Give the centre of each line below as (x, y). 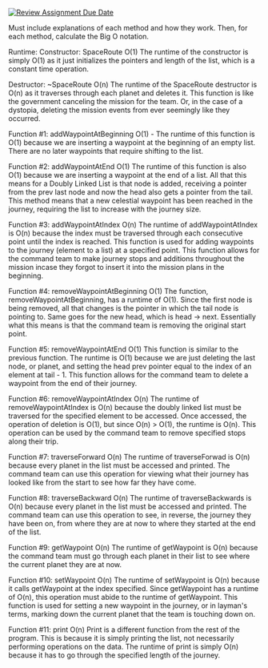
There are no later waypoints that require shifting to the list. (106, 151)
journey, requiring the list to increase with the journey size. (105, 209)
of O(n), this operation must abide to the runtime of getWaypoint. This (123, 597)
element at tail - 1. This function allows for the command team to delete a (128, 375)
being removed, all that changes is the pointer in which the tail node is (124, 308)
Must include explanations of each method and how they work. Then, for (128, 28)
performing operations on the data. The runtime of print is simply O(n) (124, 646)
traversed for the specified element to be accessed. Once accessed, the (128, 416)
